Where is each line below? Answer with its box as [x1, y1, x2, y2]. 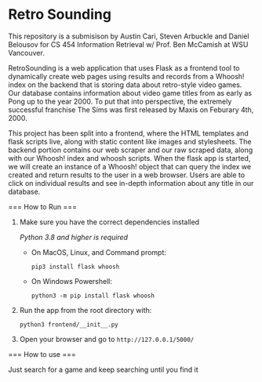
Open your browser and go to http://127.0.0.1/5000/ [19, 334, 195, 344]
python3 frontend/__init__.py [19, 320, 119, 329]
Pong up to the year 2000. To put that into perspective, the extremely [8, 96, 232, 106]
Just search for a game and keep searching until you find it [8, 365, 198, 374]
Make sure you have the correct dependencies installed [19, 217, 200, 227]
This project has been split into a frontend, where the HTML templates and [8, 128, 249, 138]
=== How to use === [8, 349, 76, 358]
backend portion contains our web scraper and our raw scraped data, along [8, 145, 253, 155]
